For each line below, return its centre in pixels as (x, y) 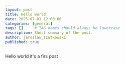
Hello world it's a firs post (32, 56)
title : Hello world (26, 14)
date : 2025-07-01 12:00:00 (33, 19)
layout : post (19, 10)
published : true (22, 42)
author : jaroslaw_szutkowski (36, 38)
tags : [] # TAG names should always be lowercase (63, 28)
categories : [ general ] (29, 24)
